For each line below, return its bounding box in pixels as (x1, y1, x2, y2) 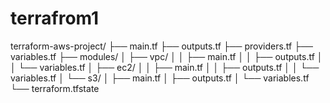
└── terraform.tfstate (10, 82, 100, 94)
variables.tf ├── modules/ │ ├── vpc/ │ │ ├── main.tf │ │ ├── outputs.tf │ (10, 50, 323, 62)
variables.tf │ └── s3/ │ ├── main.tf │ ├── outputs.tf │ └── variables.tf (10, 72, 310, 84)
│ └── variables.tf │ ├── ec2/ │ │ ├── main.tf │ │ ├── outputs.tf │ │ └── (10, 61, 320, 73)
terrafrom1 (10, 7, 100, 30)
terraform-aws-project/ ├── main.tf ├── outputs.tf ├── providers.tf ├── (10, 40, 313, 52)
